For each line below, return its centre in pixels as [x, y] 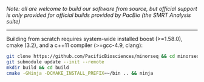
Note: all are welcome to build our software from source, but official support [102, 9]
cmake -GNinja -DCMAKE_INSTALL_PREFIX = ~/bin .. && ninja [80, 73]
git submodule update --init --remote [55, 62]
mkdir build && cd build [38, 68]
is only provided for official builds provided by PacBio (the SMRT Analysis [99, 15]
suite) [13, 21]
